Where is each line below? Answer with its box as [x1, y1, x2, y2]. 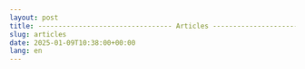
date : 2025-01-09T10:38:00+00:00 [9, 38, 136, 47]
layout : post [9, 13, 59, 22]
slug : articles [9, 30, 67, 39]
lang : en [9, 47, 43, 56]
